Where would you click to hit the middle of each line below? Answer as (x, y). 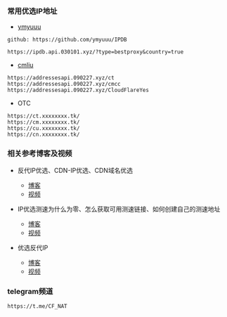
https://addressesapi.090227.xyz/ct (61, 78)
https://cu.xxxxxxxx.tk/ (44, 129)
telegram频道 (30, 291)
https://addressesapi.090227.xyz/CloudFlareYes (78, 90)
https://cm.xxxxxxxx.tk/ (44, 122)
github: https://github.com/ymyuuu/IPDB (67, 40)
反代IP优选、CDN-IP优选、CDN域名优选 (75, 170)
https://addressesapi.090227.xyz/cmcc (64, 84)
